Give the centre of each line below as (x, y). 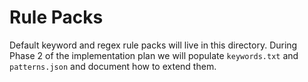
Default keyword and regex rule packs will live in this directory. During (153, 45)
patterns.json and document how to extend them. (113, 66)
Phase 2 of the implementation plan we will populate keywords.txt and (154, 55)
